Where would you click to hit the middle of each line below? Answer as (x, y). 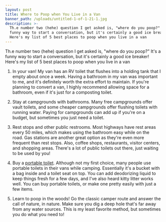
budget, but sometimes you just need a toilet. (58, 117)
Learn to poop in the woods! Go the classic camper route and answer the (87, 198)
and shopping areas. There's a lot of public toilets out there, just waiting (85, 148)
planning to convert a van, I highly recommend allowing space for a (81, 87)
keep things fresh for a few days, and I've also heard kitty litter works (83, 179)
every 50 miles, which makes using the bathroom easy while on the (81, 132)
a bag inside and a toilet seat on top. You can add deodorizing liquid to (84, 173)
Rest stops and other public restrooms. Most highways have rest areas (84, 127)
